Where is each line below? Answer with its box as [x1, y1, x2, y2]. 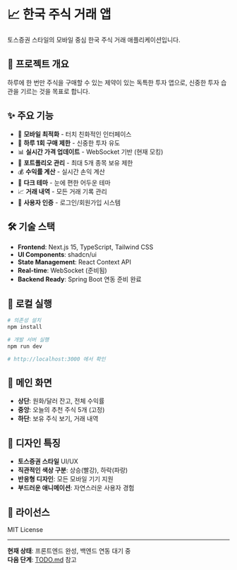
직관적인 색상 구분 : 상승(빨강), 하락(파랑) [17, 466, 128, 475]
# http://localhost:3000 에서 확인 [7, 356, 106, 363]
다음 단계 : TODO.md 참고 [7, 555, 77, 564]
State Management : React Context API [17, 258, 132, 267]
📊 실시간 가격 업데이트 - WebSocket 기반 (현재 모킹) [17, 147, 164, 156]
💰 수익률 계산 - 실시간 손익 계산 [17, 167, 106, 176]
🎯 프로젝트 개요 [7, 58, 69, 71]
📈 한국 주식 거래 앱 [7, 6, 111, 23]
